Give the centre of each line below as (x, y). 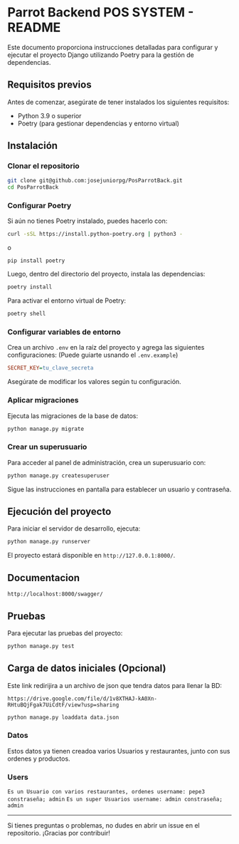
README (34, 27)
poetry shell (27, 314)
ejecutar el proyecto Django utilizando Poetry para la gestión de (101, 55)
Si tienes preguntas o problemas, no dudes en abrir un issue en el (104, 825)
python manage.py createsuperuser (59, 475)
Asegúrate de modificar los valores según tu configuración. (94, 382)
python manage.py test (41, 646)
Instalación (33, 146)
